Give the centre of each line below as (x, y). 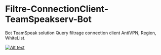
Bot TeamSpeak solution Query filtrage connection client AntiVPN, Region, (81, 33)
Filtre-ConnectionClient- (57, 9)
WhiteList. (15, 38)
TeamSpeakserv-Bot (48, 19)
